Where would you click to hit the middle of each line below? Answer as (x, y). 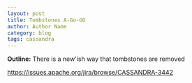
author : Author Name (37, 26)
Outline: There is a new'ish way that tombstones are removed (96, 59)
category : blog (29, 33)
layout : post (26, 13)
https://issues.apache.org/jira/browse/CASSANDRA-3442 (90, 73)
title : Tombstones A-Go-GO (46, 20)
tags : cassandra (31, 39)
